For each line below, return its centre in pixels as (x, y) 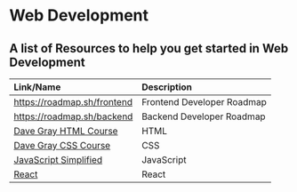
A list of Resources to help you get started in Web (149, 48)
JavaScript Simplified (58, 160)
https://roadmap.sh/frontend (73, 102)
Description (167, 87)
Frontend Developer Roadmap (204, 102)
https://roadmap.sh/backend (73, 116)
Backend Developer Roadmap (204, 116)
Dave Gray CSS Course (62, 145)
